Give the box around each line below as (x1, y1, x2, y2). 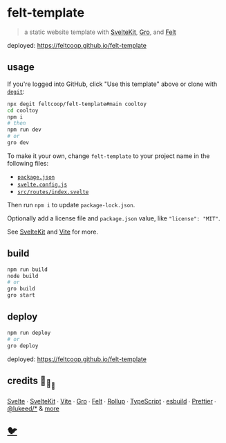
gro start (7, 292, 36, 299)
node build (7, 272, 39, 279)
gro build (7, 286, 36, 293)
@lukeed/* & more (7, 404, 60, 412)
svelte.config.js (17, 181, 68, 188)
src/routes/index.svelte (17, 189, 89, 196)
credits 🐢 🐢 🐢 (7, 374, 55, 390)
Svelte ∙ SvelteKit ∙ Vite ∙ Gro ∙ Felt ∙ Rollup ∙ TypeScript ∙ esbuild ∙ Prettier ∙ (7, 397, 216, 405)
